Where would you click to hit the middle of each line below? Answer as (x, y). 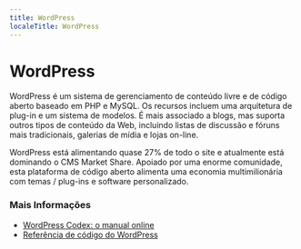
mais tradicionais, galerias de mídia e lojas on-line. (104, 135)
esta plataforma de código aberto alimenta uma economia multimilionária (146, 172)
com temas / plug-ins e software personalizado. (99, 182)
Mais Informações (50, 205)
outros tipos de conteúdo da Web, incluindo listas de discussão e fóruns (145, 125)
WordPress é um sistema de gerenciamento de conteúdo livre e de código (148, 96)
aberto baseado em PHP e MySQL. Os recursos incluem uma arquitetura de (151, 106)
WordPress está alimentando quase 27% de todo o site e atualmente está (147, 153)
